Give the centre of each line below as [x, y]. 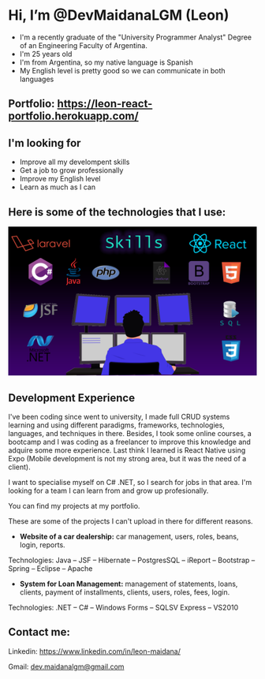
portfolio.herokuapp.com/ [74, 116]
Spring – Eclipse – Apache [50, 568]
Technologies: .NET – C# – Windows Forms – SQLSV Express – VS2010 [123, 607]
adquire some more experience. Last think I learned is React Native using [127, 450]
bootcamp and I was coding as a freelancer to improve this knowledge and [129, 442]
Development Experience [72, 398]
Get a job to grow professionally [71, 170]
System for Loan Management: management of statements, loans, [129, 584]
